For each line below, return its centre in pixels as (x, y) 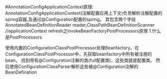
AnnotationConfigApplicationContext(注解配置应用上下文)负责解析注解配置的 (84, 13)
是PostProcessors (24, 37)
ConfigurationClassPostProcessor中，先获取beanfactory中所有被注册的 (79, 54)
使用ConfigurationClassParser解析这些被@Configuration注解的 (74, 66)
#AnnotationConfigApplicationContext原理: (49, 7)
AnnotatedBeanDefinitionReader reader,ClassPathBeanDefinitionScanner (80, 25)
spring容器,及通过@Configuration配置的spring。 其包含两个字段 (71, 19)
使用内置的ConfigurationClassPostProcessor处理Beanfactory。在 (72, 48)
